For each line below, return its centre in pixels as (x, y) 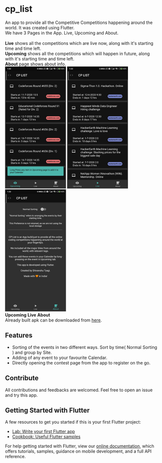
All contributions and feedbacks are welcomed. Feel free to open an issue (79, 390)
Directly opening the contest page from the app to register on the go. (81, 362)
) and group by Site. (32, 352)
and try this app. (21, 395)
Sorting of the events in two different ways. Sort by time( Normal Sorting (84, 347)
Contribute (22, 378)
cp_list (19, 9)
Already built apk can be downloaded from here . (54, 320)
